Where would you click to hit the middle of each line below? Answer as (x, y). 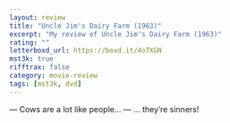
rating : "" (30, 42)
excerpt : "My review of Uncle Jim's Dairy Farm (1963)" (115, 34)
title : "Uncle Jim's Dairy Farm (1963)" (86, 26)
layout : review (38, 17)
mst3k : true (31, 59)
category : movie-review (54, 76)
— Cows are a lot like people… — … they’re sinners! (104, 109)
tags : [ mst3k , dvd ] (46, 84)
